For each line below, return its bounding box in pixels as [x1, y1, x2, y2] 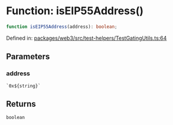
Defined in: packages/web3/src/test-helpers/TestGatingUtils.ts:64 [6, 34, 167, 41]
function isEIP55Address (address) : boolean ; [6, 24, 117, 30]
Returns [6, 99, 37, 109]
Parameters [6, 52, 50, 62]
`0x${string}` [6, 83, 41, 89]
